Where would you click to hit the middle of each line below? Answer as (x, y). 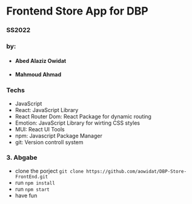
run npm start (32, 189)
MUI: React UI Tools (40, 129)
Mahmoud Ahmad (38, 74)
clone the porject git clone (49, 171)
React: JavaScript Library (47, 110)
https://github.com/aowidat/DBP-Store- (136, 171)
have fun (26, 196)
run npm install (35, 182)
